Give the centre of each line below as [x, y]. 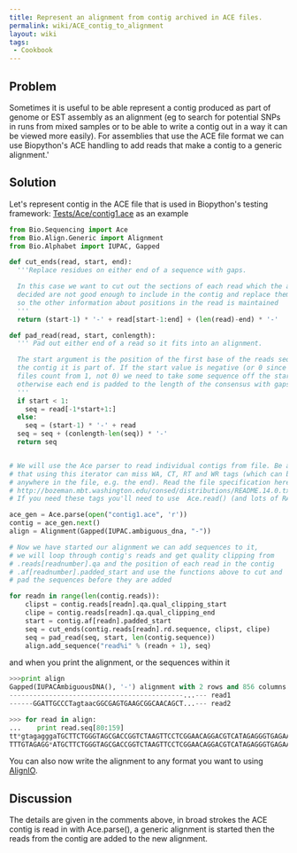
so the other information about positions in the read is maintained [148, 302]
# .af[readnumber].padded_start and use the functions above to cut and [146, 572]
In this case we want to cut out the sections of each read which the [150, 286]
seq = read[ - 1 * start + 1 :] [71, 409]
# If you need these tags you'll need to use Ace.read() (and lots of [144, 499]
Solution [33, 183]
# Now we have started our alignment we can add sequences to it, [134, 547]
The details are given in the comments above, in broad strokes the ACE [138, 820]
